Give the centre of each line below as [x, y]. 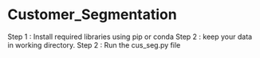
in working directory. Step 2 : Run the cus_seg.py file [94, 44]
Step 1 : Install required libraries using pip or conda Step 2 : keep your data [130, 37]
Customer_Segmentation [92, 15]
